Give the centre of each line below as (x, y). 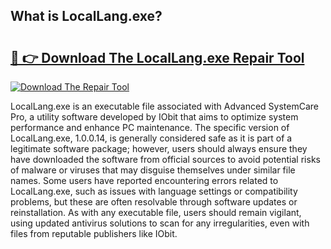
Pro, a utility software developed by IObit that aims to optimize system (154, 117)
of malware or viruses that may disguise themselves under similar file (153, 170)
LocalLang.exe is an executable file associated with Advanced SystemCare (165, 106)
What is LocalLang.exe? (86, 16)
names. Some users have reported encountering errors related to (144, 180)
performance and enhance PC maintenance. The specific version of (150, 127)
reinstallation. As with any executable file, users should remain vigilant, (156, 212)
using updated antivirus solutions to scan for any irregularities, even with (160, 223)
